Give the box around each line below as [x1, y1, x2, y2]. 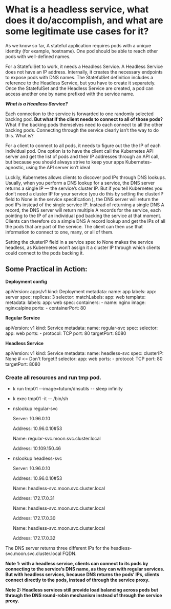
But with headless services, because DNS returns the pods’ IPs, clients [5, 571, 160, 578]
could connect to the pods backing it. [5, 249, 84, 256]
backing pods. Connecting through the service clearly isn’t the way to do [5, 127, 159, 133]
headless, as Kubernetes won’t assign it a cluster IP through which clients [5, 244, 161, 250]
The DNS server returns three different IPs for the [5, 545, 110, 551]
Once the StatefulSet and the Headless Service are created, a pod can [5, 85, 154, 91]
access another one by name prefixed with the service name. [5, 91, 135, 97]
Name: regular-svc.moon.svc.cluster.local [12, 436, 101, 442]
